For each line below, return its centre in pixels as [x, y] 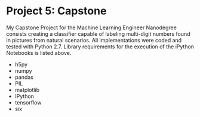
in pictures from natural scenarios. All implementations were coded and [94, 40]
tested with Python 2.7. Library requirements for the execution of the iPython [100, 47]
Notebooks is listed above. [39, 53]
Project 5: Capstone [56, 11]
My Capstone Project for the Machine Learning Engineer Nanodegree [92, 27]
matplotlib [27, 90]
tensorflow [28, 102]
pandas [24, 77]
